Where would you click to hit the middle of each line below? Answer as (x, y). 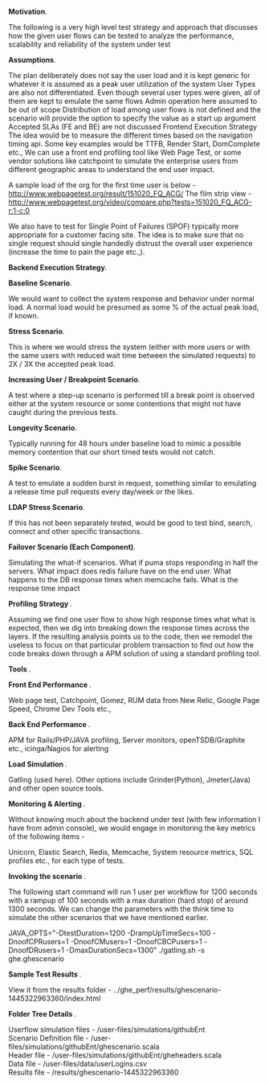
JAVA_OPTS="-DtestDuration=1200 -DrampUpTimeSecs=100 (110, 933)
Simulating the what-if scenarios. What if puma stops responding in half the (133, 563)
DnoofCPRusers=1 (39, 941)
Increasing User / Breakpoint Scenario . (74, 380)
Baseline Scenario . (40, 283)
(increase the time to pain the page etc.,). (77, 252)
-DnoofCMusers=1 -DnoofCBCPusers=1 (136, 941)
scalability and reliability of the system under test (90, 44)
